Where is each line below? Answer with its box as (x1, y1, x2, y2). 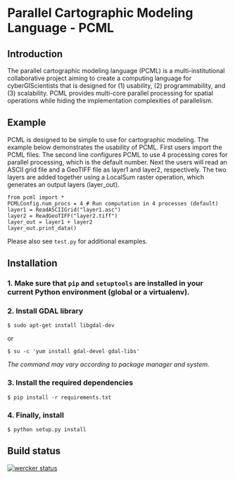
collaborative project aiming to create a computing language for (7, 74, 192, 82)
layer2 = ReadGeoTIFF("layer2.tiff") (7, 212, 118, 219)
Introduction (7, 48, 63, 60)
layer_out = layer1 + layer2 (7, 218, 93, 226)
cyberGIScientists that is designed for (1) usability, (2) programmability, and (7, 82, 226, 89)
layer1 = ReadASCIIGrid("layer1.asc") (7, 206, 121, 213)
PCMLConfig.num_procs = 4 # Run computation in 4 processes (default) (7, 200, 219, 207)
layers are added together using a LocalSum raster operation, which (7, 172, 205, 181)
